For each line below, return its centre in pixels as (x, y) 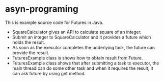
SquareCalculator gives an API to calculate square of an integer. (77, 32)
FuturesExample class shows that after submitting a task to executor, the (85, 63)
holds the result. (28, 42)
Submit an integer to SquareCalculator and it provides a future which (82, 37)
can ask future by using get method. (49, 73)
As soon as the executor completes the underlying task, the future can (83, 47)
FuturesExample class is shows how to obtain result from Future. (78, 58)
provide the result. (31, 53)
